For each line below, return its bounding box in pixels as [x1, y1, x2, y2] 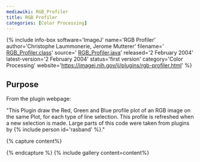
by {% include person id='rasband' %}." [6, 126, 105, 133]
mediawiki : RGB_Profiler [6, 8, 68, 15]
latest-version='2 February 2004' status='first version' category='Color [6, 55, 183, 63]
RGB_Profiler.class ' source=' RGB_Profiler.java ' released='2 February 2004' [6, 49, 193, 56]
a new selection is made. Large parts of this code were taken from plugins [6, 119, 190, 127]
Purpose [6, 79, 39, 89]
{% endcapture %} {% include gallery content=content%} [6, 149, 150, 157]
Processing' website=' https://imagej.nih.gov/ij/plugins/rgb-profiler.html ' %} [6, 62, 192, 69]
